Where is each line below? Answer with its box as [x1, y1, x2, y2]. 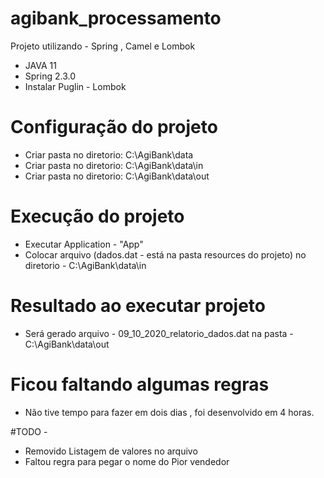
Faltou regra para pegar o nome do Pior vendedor [24, 455, 230, 467]
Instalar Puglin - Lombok [24, 80, 127, 92]
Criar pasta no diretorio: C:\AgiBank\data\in [24, 159, 204, 171]
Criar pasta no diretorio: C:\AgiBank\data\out [24, 170, 210, 182]
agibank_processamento [10, 7, 222, 30]
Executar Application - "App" [24, 238, 144, 250]
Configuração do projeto [10, 116, 218, 139]
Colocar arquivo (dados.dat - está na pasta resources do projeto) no [24, 248, 307, 261]
